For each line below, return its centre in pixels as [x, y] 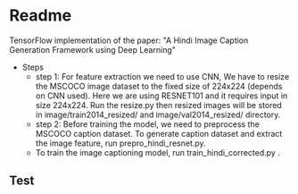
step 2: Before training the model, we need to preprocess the [148, 124]
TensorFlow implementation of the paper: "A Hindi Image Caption [129, 40]
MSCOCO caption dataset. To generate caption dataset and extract [159, 133]
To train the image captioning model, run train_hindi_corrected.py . [158, 152]
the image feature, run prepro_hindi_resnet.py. [121, 143]
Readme [41, 16]
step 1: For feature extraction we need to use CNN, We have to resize [162, 76]
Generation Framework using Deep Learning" [93, 49]
